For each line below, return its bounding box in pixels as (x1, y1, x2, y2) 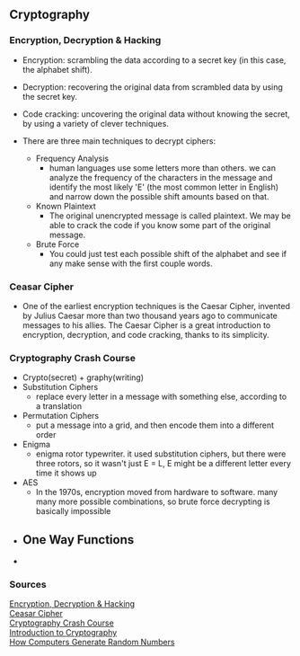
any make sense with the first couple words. (49, 258, 213, 269)
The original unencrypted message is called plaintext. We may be (49, 210, 292, 221)
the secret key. (22, 91, 78, 102)
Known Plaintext (35, 200, 96, 211)
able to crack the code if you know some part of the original (49, 219, 271, 230)
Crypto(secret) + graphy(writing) (22, 372, 144, 383)
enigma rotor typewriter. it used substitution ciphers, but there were (35, 448, 287, 459)
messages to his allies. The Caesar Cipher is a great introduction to (22, 319, 271, 331)
